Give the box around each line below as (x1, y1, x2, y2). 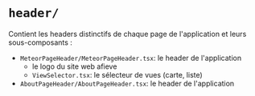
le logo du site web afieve (31, 62, 117, 71)
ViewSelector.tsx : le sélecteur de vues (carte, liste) (31, 70, 203, 79)
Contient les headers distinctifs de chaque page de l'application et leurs (8, 29, 247, 38)
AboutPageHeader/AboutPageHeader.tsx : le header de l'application (19, 78, 235, 88)
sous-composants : (8, 38, 72, 47)
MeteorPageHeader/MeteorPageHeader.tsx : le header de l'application (19, 53, 242, 62)
